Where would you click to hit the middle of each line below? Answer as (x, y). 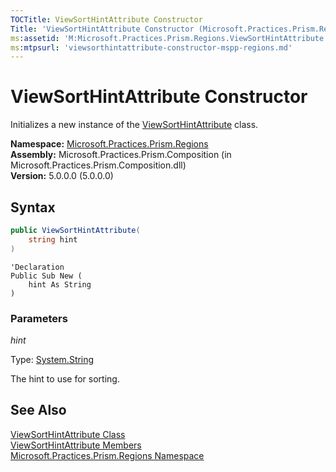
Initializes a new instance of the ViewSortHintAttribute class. (134, 125)
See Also (38, 410)
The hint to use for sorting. (65, 378)
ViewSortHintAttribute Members (76, 445)
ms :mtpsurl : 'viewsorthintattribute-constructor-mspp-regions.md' (151, 47)
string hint (53, 239)
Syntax (33, 207)
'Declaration (37, 267)
